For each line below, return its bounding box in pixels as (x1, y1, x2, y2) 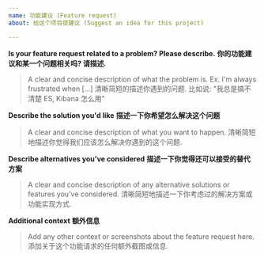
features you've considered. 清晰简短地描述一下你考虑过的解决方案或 (27, 189, 253, 199)
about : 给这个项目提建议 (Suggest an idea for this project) (8, 19, 204, 27)
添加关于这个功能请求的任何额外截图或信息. (27, 241, 168, 250)
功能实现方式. (27, 199, 72, 208)
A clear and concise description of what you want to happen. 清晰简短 (27, 127, 256, 137)
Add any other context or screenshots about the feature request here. (27, 231, 255, 241)
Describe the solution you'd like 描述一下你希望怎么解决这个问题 (8, 110, 221, 120)
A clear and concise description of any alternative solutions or (27, 180, 231, 189)
